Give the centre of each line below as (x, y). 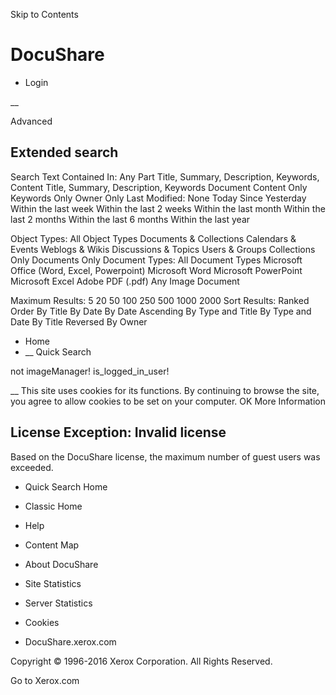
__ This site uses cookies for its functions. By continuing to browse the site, (165, 390)
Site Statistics (53, 583)
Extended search (64, 152)
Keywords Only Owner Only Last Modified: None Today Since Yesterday (158, 198)
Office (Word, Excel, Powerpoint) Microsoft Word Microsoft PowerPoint (156, 270)
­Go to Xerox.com (45, 680)
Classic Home (53, 506)
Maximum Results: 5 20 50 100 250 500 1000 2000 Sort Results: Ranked (160, 300)
